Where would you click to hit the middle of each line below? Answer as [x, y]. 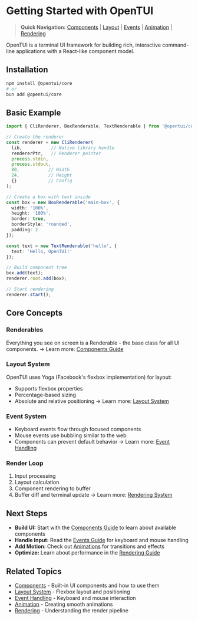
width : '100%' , [30, 208]
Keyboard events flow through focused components [78, 429]
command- [175, 45]
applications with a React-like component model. [75, 51]
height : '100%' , [31, 214]
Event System [27, 416]
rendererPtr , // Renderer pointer [56, 153]
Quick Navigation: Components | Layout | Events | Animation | [96, 27]
